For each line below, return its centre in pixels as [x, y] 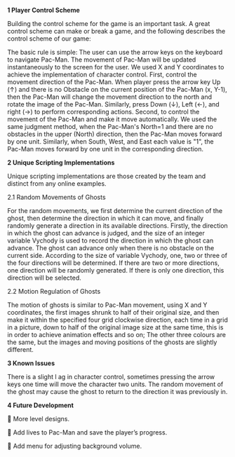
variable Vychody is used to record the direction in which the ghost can [110, 240]
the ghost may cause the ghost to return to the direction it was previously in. [117, 391]
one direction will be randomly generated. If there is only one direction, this [116, 270]
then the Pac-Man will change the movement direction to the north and [110, 97]
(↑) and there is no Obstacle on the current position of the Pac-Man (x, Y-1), [117, 89]
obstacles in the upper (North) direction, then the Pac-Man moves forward [115, 134]
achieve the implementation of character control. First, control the [102, 74]
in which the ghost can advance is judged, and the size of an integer [106, 233]
